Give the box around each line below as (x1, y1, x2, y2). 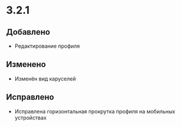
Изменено (6, 59, 46, 69)
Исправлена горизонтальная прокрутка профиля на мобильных (14, 108, 176, 115)
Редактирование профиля (14, 42, 81, 49)
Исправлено (6, 92, 55, 102)
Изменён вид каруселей (14, 75, 76, 82)
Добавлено (6, 27, 51, 37)
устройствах (14, 114, 47, 121)
